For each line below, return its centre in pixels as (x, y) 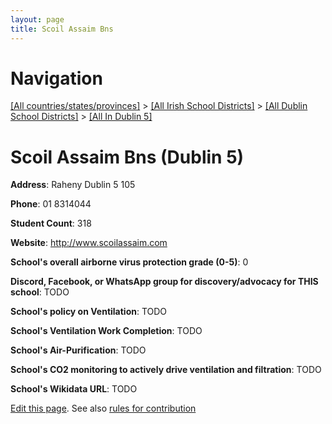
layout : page (37, 19)
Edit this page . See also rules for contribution (103, 408)
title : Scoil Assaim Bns (62, 29)
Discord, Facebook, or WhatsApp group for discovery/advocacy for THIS (164, 282)
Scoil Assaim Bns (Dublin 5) (127, 157)
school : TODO (40, 292)
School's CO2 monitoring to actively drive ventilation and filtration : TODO (166, 370)
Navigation (56, 78)
